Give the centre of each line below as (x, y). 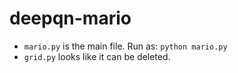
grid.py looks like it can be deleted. (97, 56)
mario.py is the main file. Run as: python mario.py (125, 46)
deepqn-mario (70, 18)
